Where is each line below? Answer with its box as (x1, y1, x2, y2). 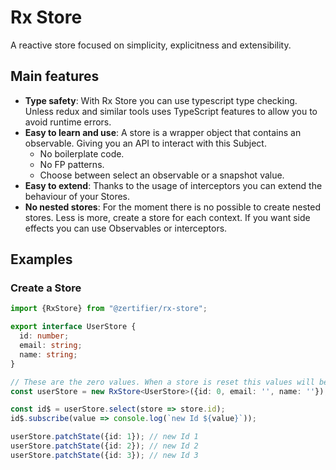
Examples (10, 251, 73, 268)
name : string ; (19, 349, 78, 360)
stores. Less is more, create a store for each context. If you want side (24, 211, 311, 223)
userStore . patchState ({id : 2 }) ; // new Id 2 (10, 441, 199, 451)
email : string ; (19, 341, 83, 351)
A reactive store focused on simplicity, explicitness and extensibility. (10, 39, 292, 51)
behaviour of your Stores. (24, 190, 131, 202)
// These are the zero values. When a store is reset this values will (10, 377, 315, 387)
